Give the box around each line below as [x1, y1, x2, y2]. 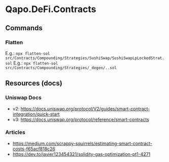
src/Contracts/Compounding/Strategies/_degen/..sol [5, 65, 117, 70]
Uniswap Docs [5, 94, 42, 101]
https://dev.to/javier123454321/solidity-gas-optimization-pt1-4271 [12, 151, 151, 157]
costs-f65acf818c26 [12, 145, 56, 152]
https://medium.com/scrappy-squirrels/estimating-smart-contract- [12, 140, 153, 146]
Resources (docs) [5, 79, 62, 88]
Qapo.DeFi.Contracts [5, 4, 96, 15]
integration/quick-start [12, 111, 60, 117]
